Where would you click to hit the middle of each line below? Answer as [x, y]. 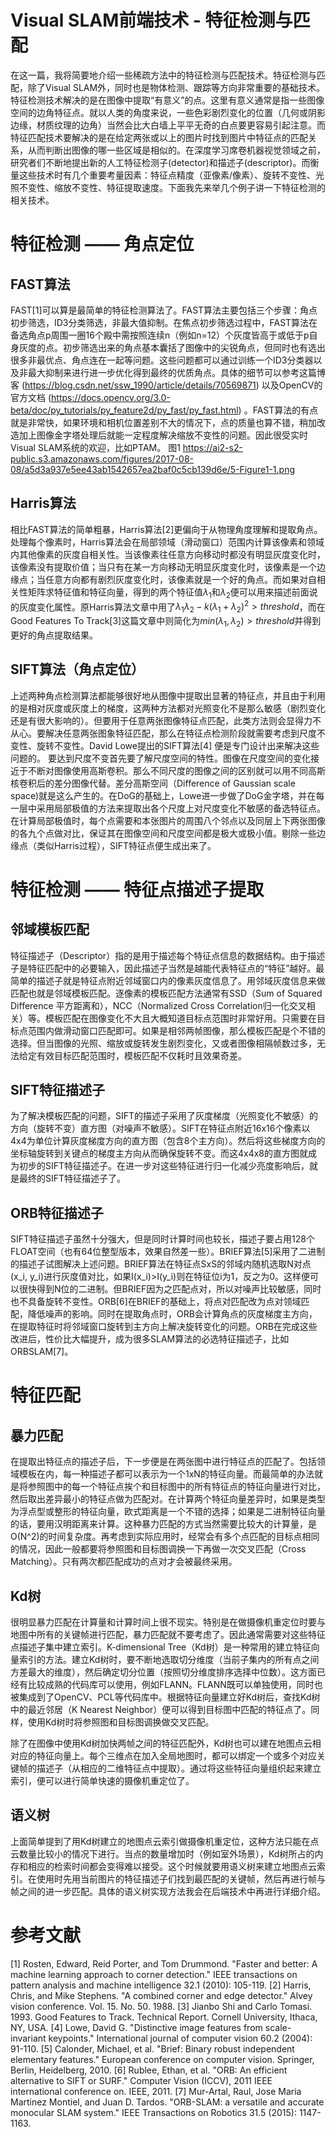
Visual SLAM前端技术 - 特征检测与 [151, 20]
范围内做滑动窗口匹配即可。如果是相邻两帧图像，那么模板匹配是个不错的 [176, 1030]
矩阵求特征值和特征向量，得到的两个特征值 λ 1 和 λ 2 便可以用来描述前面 [168, 593]
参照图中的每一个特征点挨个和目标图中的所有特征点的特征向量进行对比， [176, 1487]
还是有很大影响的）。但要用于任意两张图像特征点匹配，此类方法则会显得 [157, 720]
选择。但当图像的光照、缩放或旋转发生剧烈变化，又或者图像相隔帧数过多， [163, 1043]
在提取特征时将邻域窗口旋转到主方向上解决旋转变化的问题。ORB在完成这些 [164, 1327]
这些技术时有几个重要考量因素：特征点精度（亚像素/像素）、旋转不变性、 [167, 175]
